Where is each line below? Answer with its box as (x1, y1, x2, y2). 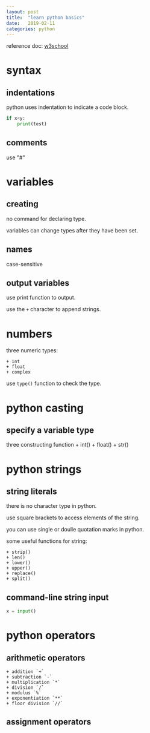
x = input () (6, 608, 36, 614)
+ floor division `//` (6, 700, 63, 707)
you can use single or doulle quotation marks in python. (6, 526, 145, 533)
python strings (6, 462, 82, 476)
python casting (6, 401, 84, 415)
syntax (6, 64, 42, 77)
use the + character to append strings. (6, 306, 101, 313)
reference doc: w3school (6, 42, 69, 50)
